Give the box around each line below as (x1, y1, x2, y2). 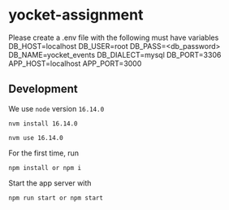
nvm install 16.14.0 (8, 120, 79, 128)
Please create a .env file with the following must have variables (8, 33, 219, 42)
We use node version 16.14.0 (8, 103, 105, 113)
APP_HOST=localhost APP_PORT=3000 (8, 59, 142, 68)
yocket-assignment (8, 6, 144, 24)
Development (8, 82, 79, 96)
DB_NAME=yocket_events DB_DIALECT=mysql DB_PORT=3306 (8, 50, 222, 59)
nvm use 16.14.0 (8, 133, 63, 142)
